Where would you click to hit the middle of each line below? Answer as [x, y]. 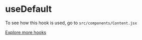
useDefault [29, 9]
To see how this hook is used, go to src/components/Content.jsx [71, 23]
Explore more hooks [26, 32]
